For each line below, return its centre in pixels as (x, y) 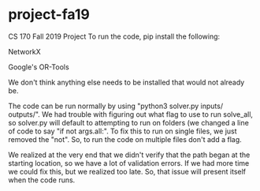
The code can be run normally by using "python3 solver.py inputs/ (115, 106)
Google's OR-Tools (39, 67)
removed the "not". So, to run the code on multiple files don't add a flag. (125, 139)
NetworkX (24, 51)
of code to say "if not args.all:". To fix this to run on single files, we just (123, 131)
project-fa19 (49, 15)
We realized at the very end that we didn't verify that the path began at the (129, 155)
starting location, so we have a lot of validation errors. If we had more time (129, 163)
